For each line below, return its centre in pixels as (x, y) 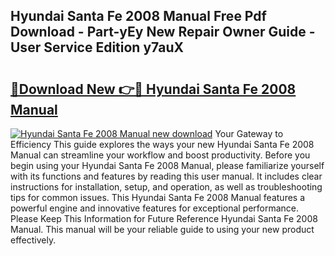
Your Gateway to (249, 133)
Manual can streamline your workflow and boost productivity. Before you (160, 155)
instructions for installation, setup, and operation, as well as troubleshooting (166, 187)
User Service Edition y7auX (97, 47)
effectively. (33, 240)
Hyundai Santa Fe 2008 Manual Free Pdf (138, 16)
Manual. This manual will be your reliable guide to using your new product (162, 229)
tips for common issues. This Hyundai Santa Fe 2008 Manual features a (158, 197)
